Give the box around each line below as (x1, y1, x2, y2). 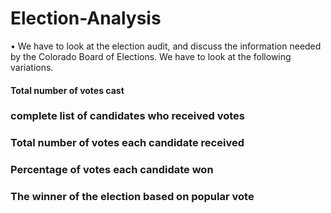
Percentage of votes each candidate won (10, 163, 214, 177)
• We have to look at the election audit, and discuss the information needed (10, 40, 322, 52)
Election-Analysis (10, 7, 162, 30)
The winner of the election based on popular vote (10, 190, 255, 204)
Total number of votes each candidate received (10, 136, 245, 150)
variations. (10, 61, 54, 73)
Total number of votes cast (10, 84, 125, 96)
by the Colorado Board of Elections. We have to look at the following (10, 50, 292, 62)
